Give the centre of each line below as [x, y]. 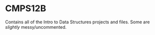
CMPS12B [26, 9]
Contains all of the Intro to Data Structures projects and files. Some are [77, 22]
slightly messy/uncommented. [36, 27]
